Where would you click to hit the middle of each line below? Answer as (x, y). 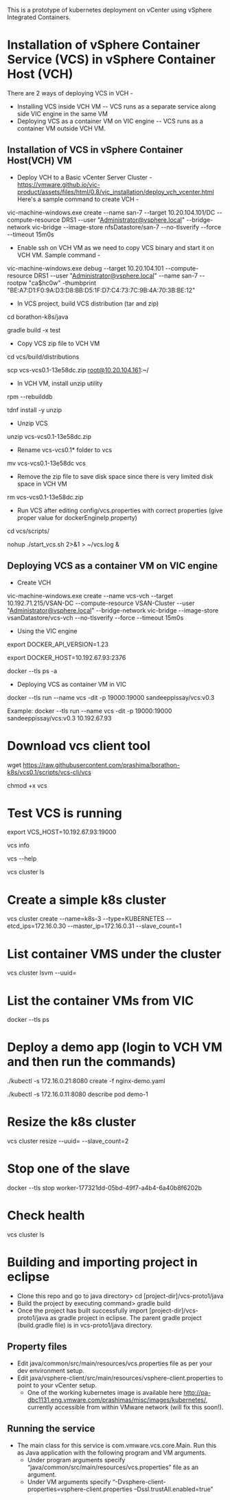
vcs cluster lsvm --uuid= (42, 973)
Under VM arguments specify (69, 1481)
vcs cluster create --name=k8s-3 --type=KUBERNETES (86, 919)
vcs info (18, 845)
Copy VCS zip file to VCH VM (58, 343)
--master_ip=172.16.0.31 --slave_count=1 (125, 926)
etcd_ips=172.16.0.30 (37, 926)
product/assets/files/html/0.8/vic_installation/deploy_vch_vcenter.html (115, 192)
